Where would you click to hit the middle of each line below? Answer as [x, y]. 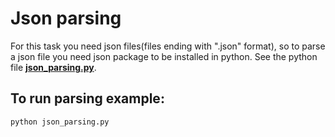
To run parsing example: [87, 98]
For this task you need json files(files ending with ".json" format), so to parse [168, 46]
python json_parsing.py [60, 122]
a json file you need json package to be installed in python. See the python [164, 56]
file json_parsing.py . [53, 67]
